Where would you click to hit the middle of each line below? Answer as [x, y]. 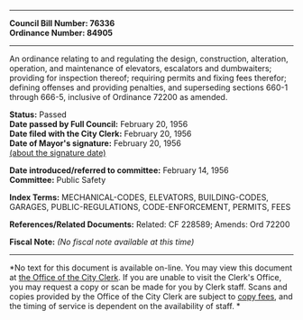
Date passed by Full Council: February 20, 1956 [99, 124]
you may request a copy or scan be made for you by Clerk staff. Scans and [148, 287]
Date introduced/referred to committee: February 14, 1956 [119, 170]
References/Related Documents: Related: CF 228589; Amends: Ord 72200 [150, 224]
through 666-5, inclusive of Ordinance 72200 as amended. [119, 97]
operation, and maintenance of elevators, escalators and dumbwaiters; [141, 68]
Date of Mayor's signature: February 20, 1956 [96, 143]
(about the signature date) [58, 153]
